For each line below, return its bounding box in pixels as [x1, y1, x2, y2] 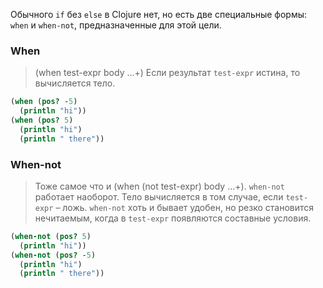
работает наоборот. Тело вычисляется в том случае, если [34, 190, 284, 203]
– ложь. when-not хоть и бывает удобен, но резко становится [55, 201, 315, 213]
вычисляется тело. [34, 77, 116, 89]
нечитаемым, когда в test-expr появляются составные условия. [34, 212, 312, 224]
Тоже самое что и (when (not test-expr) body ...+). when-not [34, 180, 285, 192]
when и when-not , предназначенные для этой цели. [10, 19, 222, 31]
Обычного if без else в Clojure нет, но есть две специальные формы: [10, 9, 308, 20]
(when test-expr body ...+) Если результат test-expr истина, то [34, 67, 301, 79]
